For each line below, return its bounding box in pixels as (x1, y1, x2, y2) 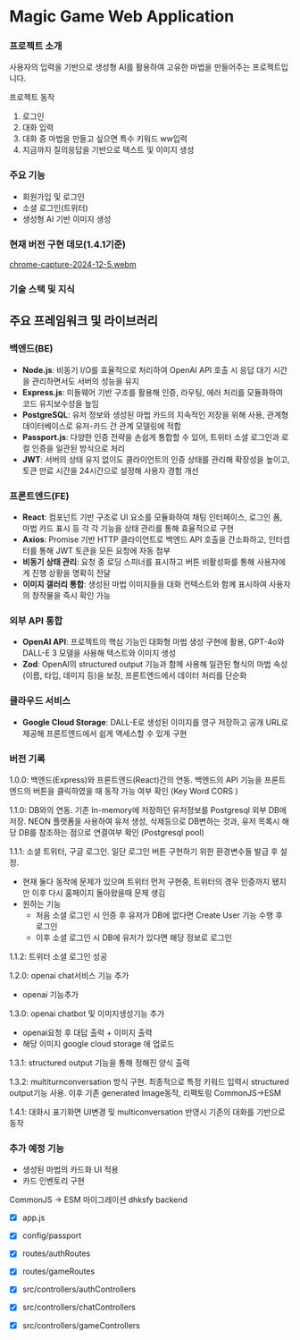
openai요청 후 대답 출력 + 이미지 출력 (21, 1027, 153, 1038)
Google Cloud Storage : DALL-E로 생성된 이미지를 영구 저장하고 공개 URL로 (21, 717, 288, 727)
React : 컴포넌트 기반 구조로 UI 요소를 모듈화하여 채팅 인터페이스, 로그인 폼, (21, 512, 283, 522)
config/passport (21, 1230, 82, 1241)
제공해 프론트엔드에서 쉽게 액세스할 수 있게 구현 (21, 727, 187, 739)
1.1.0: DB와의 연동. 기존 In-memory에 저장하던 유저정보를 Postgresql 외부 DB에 (9, 804, 287, 815)
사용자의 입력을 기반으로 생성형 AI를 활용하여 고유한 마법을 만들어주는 (9, 62, 251, 72)
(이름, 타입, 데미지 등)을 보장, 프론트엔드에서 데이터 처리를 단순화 (21, 670, 247, 681)
